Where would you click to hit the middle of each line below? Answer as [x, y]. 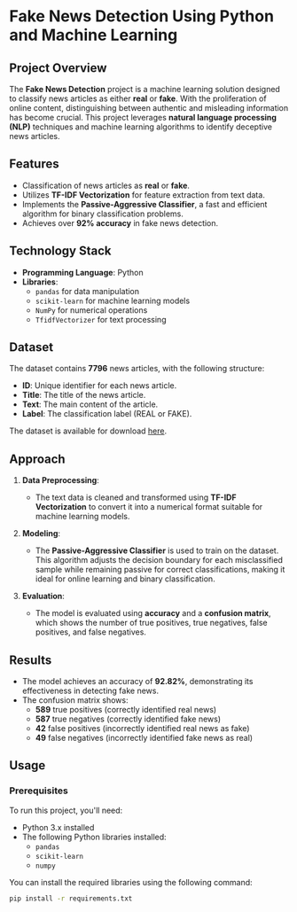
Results [31, 660]
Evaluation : [43, 596]
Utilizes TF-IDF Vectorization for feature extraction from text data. [144, 195]
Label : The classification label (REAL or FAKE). [107, 414]
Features [34, 164]
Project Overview [58, 68]
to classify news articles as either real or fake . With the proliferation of [138, 98]
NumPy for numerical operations [91, 310]
